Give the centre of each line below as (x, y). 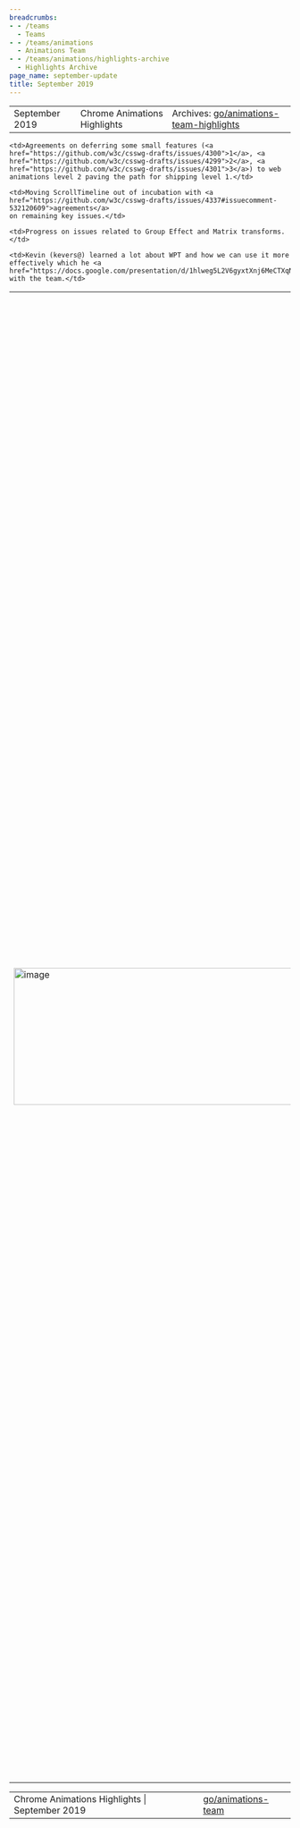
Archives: (192, 113)
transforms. (263, 232)
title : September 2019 (51, 84)
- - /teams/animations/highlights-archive (89, 59)
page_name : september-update (63, 76)
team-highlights (206, 124)
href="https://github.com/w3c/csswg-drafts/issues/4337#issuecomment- (143, 200)
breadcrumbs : (33, 17)
